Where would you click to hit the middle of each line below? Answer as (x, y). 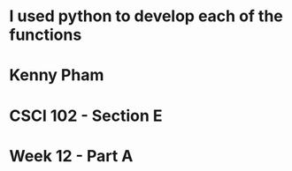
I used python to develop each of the (146, 16)
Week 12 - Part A (71, 156)
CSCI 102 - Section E (86, 115)
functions (46, 35)
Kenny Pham (57, 75)
